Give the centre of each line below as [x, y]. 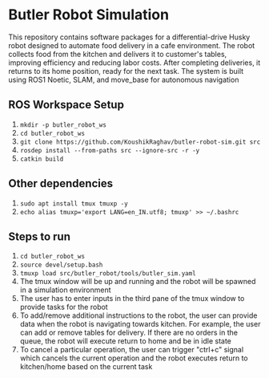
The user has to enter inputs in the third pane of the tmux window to [132, 299]
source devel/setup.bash [61, 265]
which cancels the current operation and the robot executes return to [134, 358]
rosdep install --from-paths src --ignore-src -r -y [110, 150]
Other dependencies [61, 183]
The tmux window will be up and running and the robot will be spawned [138, 282]
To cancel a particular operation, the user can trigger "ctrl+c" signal [132, 350]
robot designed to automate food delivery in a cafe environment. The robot [132, 45]
